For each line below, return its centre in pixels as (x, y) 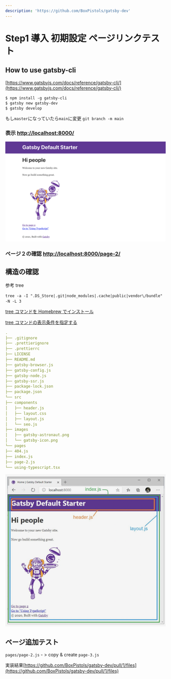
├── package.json (24, 392)
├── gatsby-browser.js (29, 365)
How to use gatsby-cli (41, 70)
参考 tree (15, 285)
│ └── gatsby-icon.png (32, 440)
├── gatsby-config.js (28, 370)
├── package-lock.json (29, 387)
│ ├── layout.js (25, 419)
